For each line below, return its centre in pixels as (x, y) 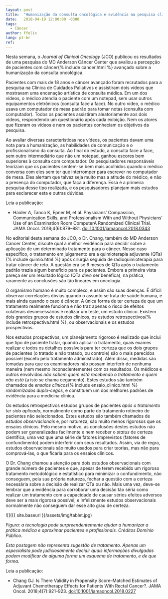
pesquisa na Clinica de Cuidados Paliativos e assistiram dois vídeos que (80, 88)
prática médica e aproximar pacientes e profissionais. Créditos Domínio (80, 530)
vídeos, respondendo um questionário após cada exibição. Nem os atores (82, 119)
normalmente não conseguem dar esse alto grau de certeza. (68, 505)
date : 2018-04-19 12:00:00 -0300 (43, 19)
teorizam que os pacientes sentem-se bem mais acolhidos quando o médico (84, 166)
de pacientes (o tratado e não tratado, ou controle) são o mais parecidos (80, 353)
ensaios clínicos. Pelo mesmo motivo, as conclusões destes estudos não (80, 426)
